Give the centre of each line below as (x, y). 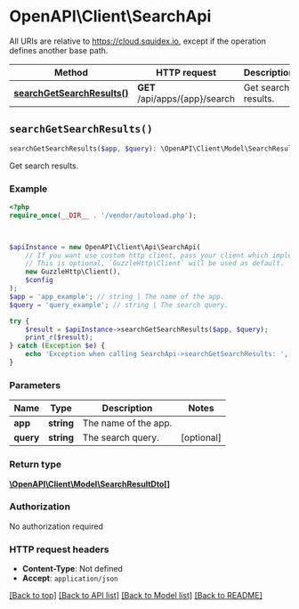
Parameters (35, 385)
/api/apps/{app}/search (186, 98)
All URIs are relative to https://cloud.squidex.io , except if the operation (138, 41)
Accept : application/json (70, 578)
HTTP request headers (59, 549)
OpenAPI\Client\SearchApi (110, 16)
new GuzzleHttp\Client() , (73, 272)
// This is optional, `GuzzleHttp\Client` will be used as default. (155, 264)
